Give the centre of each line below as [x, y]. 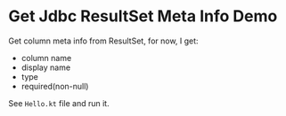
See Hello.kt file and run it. [59, 103]
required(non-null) [55, 86]
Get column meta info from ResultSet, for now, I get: [103, 41]
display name [46, 67]
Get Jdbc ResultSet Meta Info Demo [143, 16]
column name [46, 58]
